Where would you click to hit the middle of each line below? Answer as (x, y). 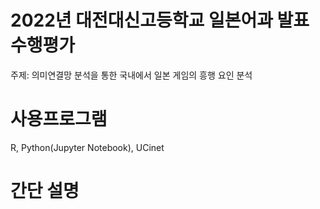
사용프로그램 (59, 119)
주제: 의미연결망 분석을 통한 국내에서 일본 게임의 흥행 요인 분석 (131, 75)
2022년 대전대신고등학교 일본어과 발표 (160, 20)
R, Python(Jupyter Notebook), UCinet (87, 147)
